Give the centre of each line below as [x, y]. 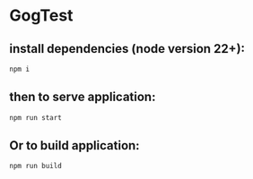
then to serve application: [83, 97]
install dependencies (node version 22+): [127, 49]
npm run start [36, 117]
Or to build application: [75, 145]
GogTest [41, 16]
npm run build [36, 166]
